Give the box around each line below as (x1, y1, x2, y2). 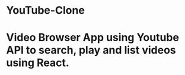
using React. (6, 56, 69, 70)
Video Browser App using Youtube (6, 31, 180, 45)
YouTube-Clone (6, 4, 85, 17)
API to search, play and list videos (6, 43, 176, 57)
